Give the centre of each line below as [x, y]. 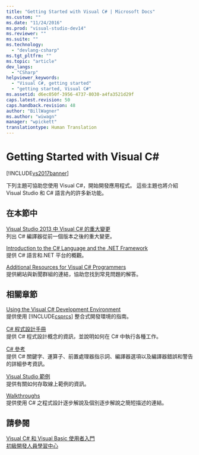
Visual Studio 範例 [28, 376]
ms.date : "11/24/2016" [34, 23]
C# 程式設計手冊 [26, 329]
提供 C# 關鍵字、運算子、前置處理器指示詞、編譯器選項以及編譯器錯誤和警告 [99, 356]
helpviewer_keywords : [33, 78]
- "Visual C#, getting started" [52, 84]
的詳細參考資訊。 [27, 364]
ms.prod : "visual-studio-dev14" [46, 28]
